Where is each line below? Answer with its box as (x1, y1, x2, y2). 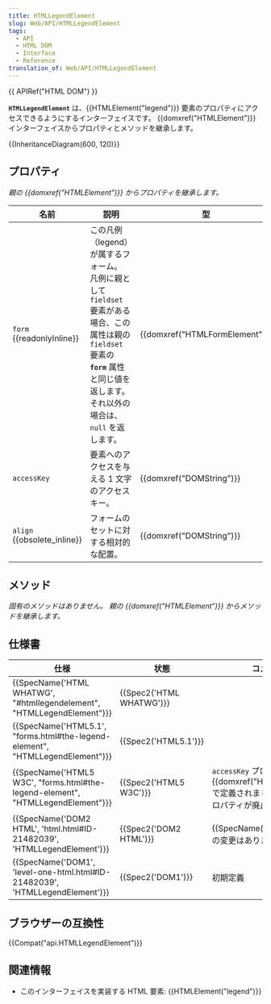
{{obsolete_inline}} (12, 533, 82, 545)
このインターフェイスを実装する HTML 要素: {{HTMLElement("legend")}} (19, 986, 262, 996)
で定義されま (211, 787, 261, 799)
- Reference (15, 57, 56, 65)
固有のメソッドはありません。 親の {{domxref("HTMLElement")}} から (8, 601, 240, 611)
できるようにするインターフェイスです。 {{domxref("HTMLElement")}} (22, 113, 256, 122)
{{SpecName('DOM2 (12, 813, 91, 824)
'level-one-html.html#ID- (12, 867, 111, 878)
